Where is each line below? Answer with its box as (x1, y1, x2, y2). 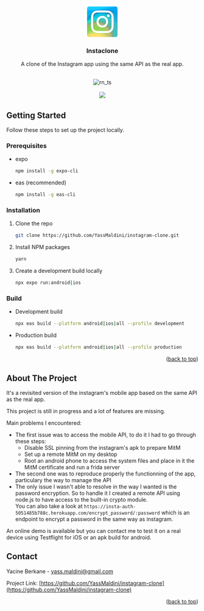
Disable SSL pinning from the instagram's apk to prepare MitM (24, 444, 181, 451)
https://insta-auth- (83, 504, 136, 510)
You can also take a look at (15, 502, 83, 510)
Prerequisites (6, 142, 47, 150)
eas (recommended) (15, 179, 67, 186)
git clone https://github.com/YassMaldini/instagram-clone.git (15, 233, 180, 239)
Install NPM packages (15, 244, 70, 251)
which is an (161, 508, 190, 516)
